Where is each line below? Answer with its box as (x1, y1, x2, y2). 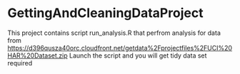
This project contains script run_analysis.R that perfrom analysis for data (7, 28, 221, 37)
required (7, 58, 33, 67)
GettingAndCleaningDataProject (7, 5, 204, 21)
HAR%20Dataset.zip (7, 51, 68, 60)
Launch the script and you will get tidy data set (69, 51, 207, 60)
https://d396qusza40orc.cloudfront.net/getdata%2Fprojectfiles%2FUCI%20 (7, 43, 233, 52)
